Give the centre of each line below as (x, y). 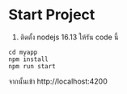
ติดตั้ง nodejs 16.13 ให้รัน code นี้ (69, 37)
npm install (28, 59)
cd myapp (23, 52)
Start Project (52, 15)
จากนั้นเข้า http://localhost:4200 (58, 81)
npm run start (32, 66)
